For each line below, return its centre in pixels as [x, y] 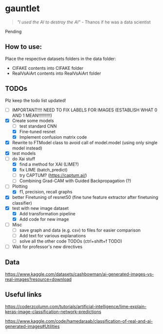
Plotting [20, 187]
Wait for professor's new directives [47, 247]
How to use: [24, 47]
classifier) [22, 203]
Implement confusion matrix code [53, 137]
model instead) [27, 148]
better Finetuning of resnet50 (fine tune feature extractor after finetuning [85, 197]
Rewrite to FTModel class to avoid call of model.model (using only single [85, 143]
